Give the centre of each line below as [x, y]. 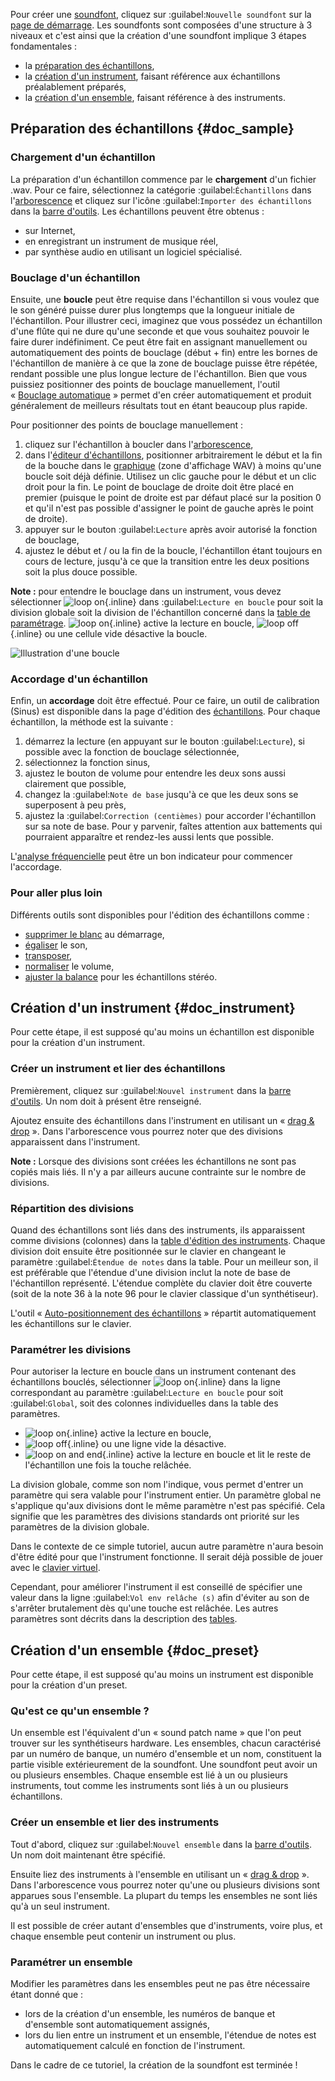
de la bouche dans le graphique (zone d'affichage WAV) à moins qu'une [173, 465]
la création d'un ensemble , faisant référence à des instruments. [155, 97]
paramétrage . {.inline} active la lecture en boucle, [132, 623]
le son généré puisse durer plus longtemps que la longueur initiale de [152, 310]
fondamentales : [43, 46]
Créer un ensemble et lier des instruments [115, 1822]
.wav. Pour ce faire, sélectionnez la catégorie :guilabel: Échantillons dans [161, 190]
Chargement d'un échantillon [83, 157]
